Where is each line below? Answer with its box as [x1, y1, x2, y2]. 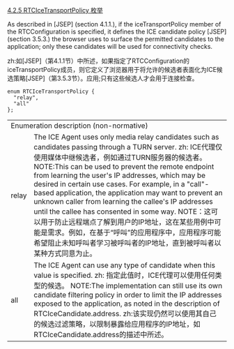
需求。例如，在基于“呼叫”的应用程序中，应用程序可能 [47, 228, 221, 237]
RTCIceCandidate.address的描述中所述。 [33, 330, 169, 339]
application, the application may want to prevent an [55, 188, 223, 198]
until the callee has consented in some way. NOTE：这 [33, 207, 211, 216]
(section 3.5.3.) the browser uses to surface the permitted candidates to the [7, 35, 225, 43]
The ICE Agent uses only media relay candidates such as [33, 132, 219, 142]
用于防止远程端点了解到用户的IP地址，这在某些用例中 [40, 217, 214, 227]
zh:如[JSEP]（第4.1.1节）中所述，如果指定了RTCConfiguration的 [7, 57, 190, 65]
